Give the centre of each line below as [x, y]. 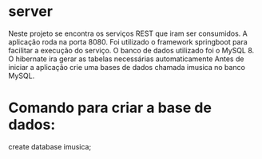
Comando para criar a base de [110, 108]
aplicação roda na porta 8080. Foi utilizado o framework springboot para [128, 41]
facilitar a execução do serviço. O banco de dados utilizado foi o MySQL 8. [131, 50]
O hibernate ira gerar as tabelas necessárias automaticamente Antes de [126, 59]
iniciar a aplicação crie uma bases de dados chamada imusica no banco [127, 67]
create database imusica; [50, 146]
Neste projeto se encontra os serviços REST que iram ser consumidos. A [128, 33]
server [31, 12]
